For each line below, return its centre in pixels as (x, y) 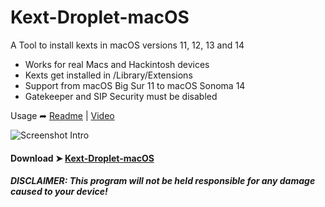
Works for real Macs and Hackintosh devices (117, 64)
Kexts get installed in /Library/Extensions (108, 75)
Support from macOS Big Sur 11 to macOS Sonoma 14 (135, 85)
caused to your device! (59, 192)
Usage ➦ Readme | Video (62, 115)
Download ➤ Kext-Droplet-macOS (82, 158)
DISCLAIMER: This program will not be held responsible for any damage (163, 181)
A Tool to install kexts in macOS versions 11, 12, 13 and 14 (127, 45)
